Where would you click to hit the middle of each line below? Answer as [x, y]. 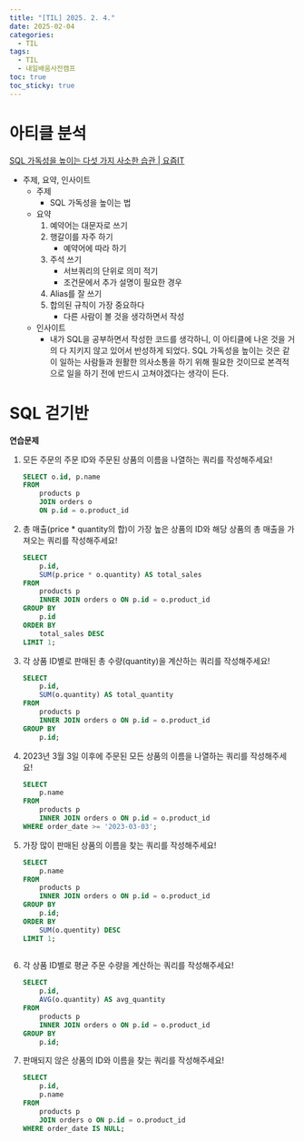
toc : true [28, 77]
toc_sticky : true [42, 86]
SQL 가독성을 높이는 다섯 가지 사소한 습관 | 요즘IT [97, 160]
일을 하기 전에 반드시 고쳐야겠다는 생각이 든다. [148, 373]
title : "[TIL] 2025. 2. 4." [63, 18]
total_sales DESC [72, 633]
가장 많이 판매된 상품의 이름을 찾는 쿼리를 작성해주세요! [119, 845]
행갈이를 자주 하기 [81, 237]
